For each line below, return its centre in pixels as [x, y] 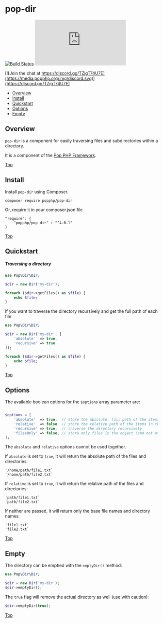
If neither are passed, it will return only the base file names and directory [78, 511]
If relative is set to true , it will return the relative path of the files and [74, 484]
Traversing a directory [28, 264]
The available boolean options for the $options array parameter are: [73, 402]
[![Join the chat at [23, 73]
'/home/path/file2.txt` [29, 475]
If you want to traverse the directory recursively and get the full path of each [81, 311]
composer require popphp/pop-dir [39, 200]
